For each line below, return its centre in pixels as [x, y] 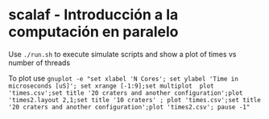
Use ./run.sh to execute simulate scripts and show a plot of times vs [122, 54]
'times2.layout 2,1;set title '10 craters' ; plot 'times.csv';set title [135, 100]
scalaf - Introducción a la [93, 15]
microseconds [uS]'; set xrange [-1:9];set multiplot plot [112, 86]
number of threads [39, 63]
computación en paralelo [93, 32]
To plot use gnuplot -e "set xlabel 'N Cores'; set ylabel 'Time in [124, 78]
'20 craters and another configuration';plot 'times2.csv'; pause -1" [129, 107]
